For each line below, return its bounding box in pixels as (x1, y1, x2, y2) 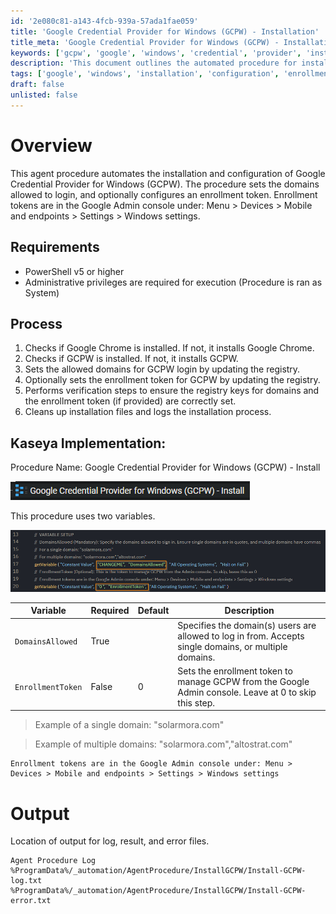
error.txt (10, 896, 52, 906)
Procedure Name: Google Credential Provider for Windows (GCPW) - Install (10, 461, 321, 474)
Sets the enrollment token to (177, 665, 293, 677)
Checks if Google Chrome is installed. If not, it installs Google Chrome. (24, 342, 315, 354)
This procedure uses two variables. (10, 510, 156, 522)
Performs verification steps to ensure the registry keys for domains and (24, 385, 320, 397)
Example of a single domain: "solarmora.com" (34, 719, 225, 731)
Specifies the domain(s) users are (177, 619, 317, 631)
